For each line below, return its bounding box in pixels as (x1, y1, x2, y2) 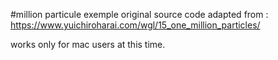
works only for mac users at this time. (10, 39, 166, 50)
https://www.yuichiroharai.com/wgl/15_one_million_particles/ (10, 19, 261, 31)
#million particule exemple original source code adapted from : (10, 9, 269, 20)
